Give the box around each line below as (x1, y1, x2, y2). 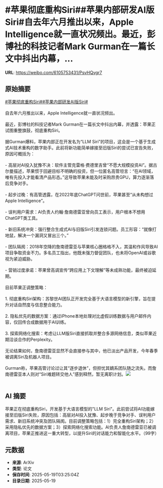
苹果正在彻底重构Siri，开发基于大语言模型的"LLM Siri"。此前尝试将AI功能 (5, 406, 151, 412)
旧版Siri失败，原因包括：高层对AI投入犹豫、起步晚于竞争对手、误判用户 (13, 412, 156, 418)
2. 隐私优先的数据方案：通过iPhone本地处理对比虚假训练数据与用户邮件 (5, 313, 147, 319)
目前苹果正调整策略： (5, 284, 48, 290)
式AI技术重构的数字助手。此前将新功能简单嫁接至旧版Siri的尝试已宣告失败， (5, 145, 156, 150)
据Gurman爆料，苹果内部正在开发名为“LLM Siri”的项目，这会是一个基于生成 (5, 138, 156, 144)
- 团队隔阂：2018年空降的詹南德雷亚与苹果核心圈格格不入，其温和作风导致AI (5, 244, 158, 249)
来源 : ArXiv (12, 460, 34, 466)
